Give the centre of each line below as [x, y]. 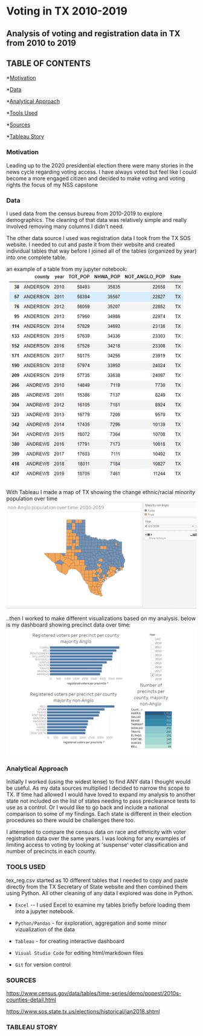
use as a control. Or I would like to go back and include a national [87, 807]
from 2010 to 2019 [41, 43]
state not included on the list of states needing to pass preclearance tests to [101, 801]
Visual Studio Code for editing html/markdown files [79, 953]
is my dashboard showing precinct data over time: [69, 625]
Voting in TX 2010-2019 [67, 11]
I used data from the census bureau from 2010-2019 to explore [84, 213]
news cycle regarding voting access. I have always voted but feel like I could [101, 172]
